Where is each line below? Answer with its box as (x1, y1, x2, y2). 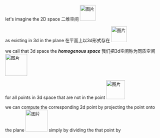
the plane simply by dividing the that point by (5, 127, 121, 133)
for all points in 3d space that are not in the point (5, 94, 105, 100)
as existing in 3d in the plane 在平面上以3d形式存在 (5, 38, 110, 43)
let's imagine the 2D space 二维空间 (5, 16, 79, 22)
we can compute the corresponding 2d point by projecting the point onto (5, 104, 155, 110)
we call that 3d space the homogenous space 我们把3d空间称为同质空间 (5, 48, 155, 54)
